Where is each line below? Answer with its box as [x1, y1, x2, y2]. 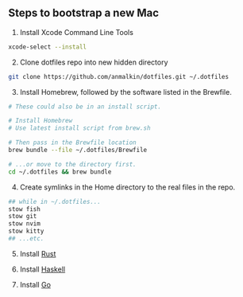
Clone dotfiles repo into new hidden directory [19, 57, 168, 67]
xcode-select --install [8, 43, 87, 51]
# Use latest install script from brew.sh [8, 124, 151, 132]
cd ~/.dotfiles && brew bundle [8, 167, 112, 176]
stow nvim [8, 220, 41, 228]
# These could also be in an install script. [8, 103, 161, 111]
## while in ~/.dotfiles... [8, 197, 102, 205]
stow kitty [8, 227, 44, 236]
